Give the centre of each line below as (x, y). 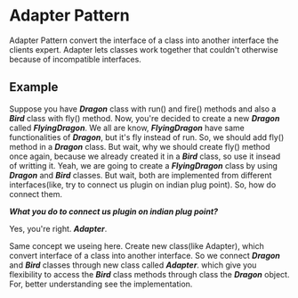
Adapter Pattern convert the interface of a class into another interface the (144, 40)
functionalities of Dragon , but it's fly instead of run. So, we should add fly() (147, 137)
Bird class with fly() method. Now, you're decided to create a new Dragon (145, 118)
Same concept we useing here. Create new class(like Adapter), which (137, 245)
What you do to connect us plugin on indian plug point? (114, 211)
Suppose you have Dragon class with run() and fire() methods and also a (143, 109)
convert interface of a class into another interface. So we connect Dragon (145, 255)
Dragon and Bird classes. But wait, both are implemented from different (141, 175)
